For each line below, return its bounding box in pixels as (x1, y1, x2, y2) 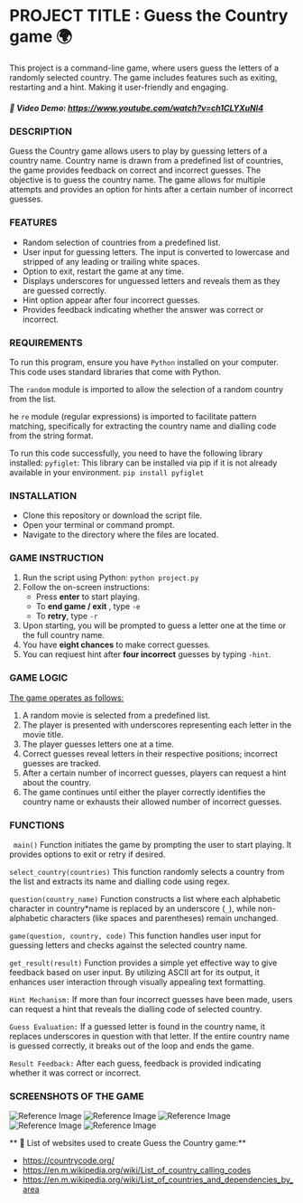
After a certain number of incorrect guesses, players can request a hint (22, 767, 287, 778)
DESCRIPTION (9, 125, 73, 137)
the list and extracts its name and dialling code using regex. (9, 876, 230, 887)
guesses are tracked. (22, 757, 101, 768)
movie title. (22, 728, 64, 739)
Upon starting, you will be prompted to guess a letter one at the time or (22, 620, 287, 631)
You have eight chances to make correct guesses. (22, 639, 211, 651)
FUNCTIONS (9, 819, 65, 832)
